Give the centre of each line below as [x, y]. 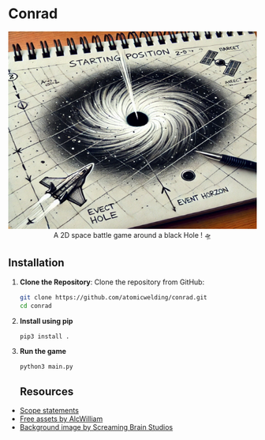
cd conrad [36, 306]
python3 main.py [46, 367]
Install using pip [46, 321]
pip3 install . [45, 337]
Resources [47, 391]
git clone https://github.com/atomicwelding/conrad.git [113, 297]
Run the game [43, 352]
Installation [36, 263]
